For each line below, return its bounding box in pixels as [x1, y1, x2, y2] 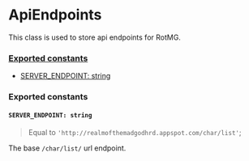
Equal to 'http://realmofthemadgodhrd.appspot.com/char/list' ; [28, 128, 242, 138]
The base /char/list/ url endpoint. [8, 143, 127, 153]
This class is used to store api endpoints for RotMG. [8, 32, 181, 42]
